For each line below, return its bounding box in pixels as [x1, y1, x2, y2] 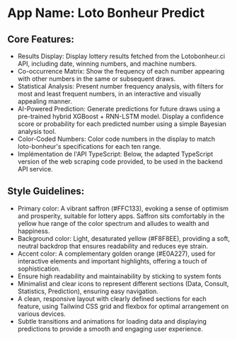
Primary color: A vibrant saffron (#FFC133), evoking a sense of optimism [17, 204, 229, 212]
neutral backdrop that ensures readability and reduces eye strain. [17, 242, 209, 250]
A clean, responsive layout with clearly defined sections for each [17, 294, 207, 302]
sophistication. [17, 264, 61, 273]
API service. [17, 165, 53, 173]
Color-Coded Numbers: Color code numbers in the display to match [17, 135, 216, 143]
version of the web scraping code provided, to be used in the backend [17, 157, 223, 166]
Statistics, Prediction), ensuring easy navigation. [17, 287, 159, 295]
